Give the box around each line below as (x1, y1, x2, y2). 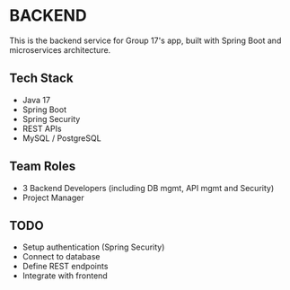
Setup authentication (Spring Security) (22, 242, 165, 252)
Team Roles (9, 159, 76, 174)
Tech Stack (9, 71, 74, 86)
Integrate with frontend (22, 270, 108, 281)
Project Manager (22, 192, 84, 203)
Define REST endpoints (22, 261, 109, 272)
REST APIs (22, 123, 62, 134)
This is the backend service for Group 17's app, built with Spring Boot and (9, 35, 282, 46)
